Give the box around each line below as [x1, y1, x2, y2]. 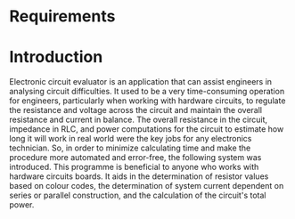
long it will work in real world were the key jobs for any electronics [9, 134, 252, 144]
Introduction [9, 47, 103, 68]
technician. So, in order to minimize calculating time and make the [9, 142, 251, 153]
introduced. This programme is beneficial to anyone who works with [9, 162, 259, 173]
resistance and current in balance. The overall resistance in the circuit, [9, 114, 268, 126]
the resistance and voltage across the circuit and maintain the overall [9, 105, 263, 116]
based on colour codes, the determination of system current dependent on [9, 181, 284, 191]
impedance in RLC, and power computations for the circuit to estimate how [9, 124, 284, 134]
